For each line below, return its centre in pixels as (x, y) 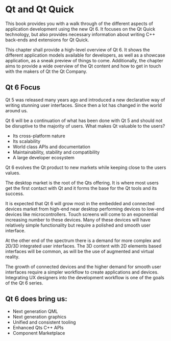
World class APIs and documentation (52, 147)
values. (13, 173)
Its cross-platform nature (39, 136)
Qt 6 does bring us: (36, 299)
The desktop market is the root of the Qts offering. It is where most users (82, 183)
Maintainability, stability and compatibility (56, 152)
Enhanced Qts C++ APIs (38, 327)
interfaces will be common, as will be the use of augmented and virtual (80, 251)
